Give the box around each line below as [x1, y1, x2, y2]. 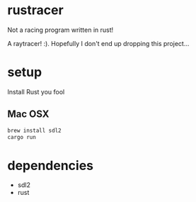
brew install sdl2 [7, 127, 62, 134]
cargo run [7, 133, 37, 140]
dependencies [7, 157, 94, 174]
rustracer [7, 2, 64, 18]
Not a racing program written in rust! [7, 26, 114, 34]
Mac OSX [7, 108, 50, 120]
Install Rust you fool [7, 87, 65, 96]
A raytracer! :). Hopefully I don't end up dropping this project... [7, 39, 190, 47]
